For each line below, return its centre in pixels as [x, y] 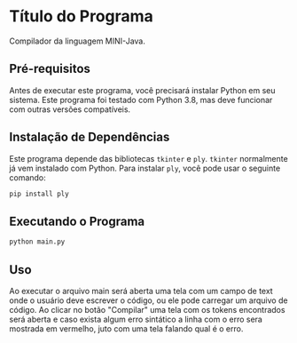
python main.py [37, 242]
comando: [27, 177]
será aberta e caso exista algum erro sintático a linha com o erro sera [136, 319]
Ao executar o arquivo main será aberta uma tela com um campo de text [141, 291]
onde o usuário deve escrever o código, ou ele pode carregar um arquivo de [148, 300]
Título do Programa [81, 16]
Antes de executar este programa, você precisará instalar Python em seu [143, 90]
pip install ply [39, 194]
